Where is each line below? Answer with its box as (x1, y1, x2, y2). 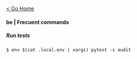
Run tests (6, 32, 30, 39)
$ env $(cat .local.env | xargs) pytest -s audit (6, 47, 132, 53)
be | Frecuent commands (6, 18, 69, 25)
